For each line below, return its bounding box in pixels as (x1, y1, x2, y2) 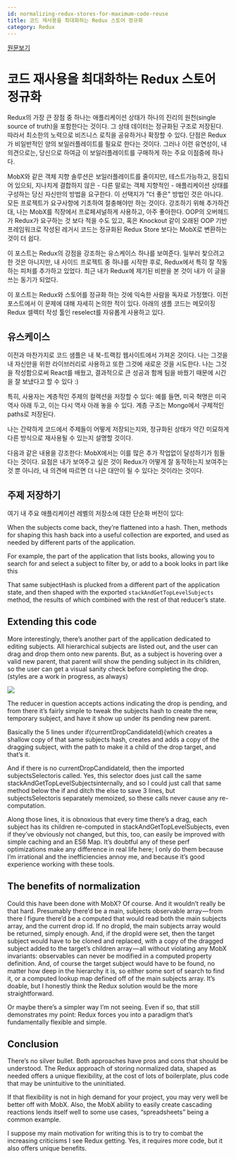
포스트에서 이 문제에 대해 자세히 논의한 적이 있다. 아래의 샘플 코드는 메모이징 (7, 299, 216, 308)
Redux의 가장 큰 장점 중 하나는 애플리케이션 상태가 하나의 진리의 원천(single (7, 114, 216, 122)
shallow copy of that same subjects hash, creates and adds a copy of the (7, 735, 220, 744)
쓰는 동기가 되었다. (7, 276, 58, 284)
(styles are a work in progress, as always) (7, 672, 128, 681)
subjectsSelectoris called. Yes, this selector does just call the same (7, 771, 202, 779)
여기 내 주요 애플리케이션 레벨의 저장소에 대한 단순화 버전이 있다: (7, 509, 185, 517)
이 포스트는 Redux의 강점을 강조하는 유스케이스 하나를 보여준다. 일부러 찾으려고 (7, 249, 225, 257)
